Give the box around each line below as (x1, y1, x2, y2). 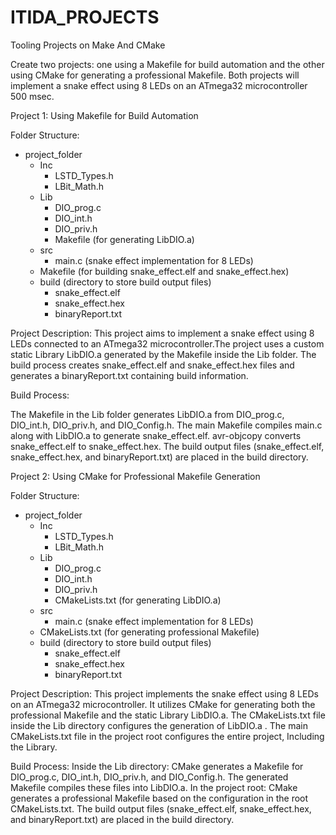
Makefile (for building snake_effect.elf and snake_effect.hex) (39, 265, 290, 277)
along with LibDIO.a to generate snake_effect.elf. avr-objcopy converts (10, 429, 302, 441)
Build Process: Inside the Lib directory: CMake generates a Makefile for (10, 760, 304, 772)
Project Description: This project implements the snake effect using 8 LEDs (10, 687, 319, 700)
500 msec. (10, 90, 55, 102)
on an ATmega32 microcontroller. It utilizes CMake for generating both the (10, 698, 316, 710)
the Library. (10, 741, 58, 753)
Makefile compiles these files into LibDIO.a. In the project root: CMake (10, 781, 298, 793)
